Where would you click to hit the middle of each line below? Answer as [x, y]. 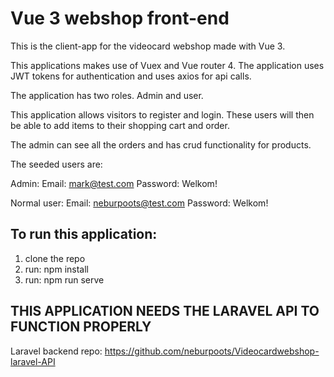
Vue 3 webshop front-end [120, 18]
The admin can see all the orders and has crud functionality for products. [161, 144]
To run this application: [84, 234]
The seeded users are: [56, 164]
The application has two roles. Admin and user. [107, 95]
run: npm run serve [64, 279]
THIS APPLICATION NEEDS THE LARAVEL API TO [165, 311]
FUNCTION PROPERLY [81, 327]
